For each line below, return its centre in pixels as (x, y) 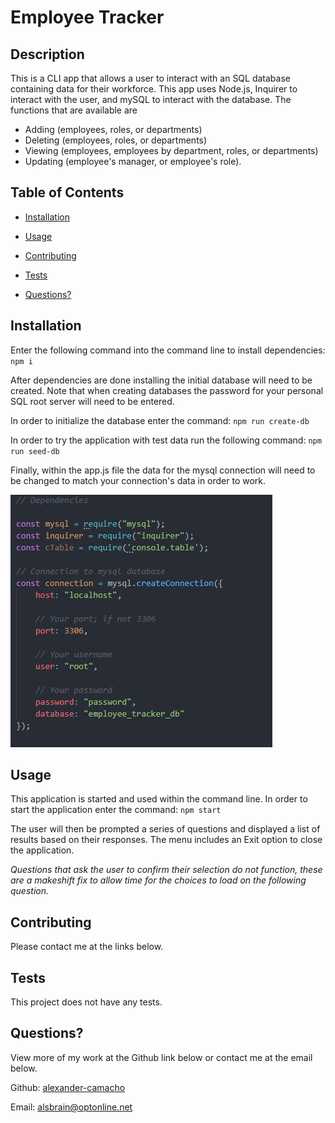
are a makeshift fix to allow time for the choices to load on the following (158, 880)
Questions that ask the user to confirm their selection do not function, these (166, 870)
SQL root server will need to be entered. (92, 401)
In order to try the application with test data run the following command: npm (166, 440)
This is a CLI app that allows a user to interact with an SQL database (150, 78)
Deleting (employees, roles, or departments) (116, 140)
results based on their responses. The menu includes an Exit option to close (166, 840)
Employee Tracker (87, 17)
